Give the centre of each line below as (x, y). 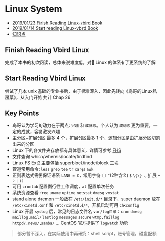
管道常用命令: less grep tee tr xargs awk (53, 169)
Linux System (34, 9)
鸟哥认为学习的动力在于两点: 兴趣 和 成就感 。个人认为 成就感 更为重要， (82, 125)
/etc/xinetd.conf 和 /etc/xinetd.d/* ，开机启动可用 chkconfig (76, 205)
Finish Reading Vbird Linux (47, 50)
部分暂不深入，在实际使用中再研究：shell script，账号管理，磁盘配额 (87, 234)
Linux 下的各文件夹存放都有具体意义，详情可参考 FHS (66, 150)
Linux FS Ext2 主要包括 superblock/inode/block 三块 (65, 163)
